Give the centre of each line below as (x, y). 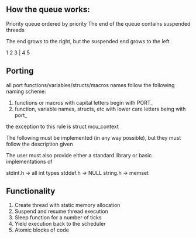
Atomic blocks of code (42, 230)
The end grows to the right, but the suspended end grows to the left (88, 41)
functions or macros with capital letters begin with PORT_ (84, 102)
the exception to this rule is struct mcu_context (62, 126)
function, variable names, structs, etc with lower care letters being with (100, 109)
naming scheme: (26, 91)
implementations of (29, 161)
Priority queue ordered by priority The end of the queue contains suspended (98, 23)
